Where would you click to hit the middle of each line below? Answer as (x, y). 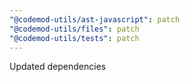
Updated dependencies (58, 67)
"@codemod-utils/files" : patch (74, 29)
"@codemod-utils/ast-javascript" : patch (95, 19)
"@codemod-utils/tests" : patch (74, 38)
